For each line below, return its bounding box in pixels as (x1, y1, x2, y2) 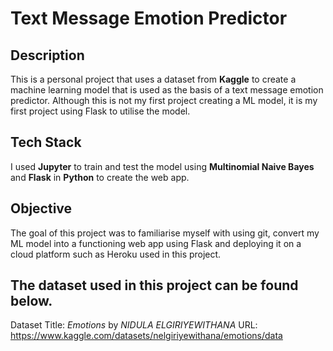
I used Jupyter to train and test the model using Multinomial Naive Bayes (10, 160, 315, 172)
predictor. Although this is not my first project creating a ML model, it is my (10, 95, 318, 106)
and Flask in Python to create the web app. (10, 171, 190, 183)
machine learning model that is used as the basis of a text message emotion (10, 84, 324, 96)
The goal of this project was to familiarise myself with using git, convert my (10, 227, 320, 239)
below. (10, 293, 53, 310)
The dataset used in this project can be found (10, 277, 299, 294)
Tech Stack (10, 134, 82, 151)
